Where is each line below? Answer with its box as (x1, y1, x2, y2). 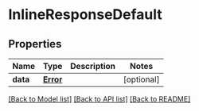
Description (70, 61, 115, 71)
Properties (8, 37, 62, 51)
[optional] (123, 74, 160, 85)
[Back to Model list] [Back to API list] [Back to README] (8, 94, 191, 104)
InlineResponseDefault (8, 6, 163, 24)
